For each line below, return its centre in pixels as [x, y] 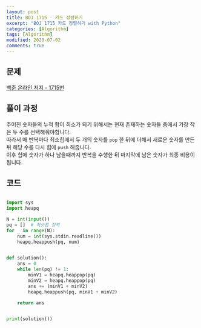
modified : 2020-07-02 [34, 40]
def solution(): [27, 258]
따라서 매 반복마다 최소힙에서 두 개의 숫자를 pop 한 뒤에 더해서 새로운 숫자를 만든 [100, 139]
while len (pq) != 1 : [43, 269]
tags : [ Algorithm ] [29, 35]
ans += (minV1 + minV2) [58, 286]
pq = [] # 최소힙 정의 [33, 225]
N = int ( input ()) [28, 219]
